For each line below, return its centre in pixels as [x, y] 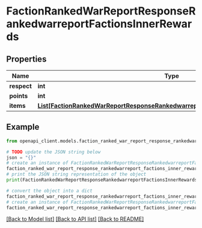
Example [23, 127]
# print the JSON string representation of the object [76, 174]
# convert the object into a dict [50, 191]
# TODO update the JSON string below [54, 152]
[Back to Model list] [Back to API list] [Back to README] [75, 219]
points [19, 96]
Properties [26, 59]
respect [20, 86]
